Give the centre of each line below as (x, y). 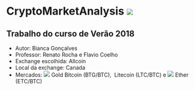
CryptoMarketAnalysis (66, 11)
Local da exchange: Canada (50, 67)
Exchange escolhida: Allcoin (51, 61)
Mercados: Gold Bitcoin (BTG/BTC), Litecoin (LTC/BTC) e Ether (102, 75)
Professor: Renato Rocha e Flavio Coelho (66, 55)
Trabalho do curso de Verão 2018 (71, 34)
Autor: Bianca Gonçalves (46, 48)
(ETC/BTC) (29, 81)
